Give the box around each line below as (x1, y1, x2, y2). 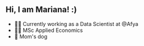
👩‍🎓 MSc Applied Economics (14, 27, 83, 34)
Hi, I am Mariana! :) (5, 5, 77, 15)
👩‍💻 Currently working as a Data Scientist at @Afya (14, 20, 139, 27)
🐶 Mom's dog (14, 32, 48, 40)
